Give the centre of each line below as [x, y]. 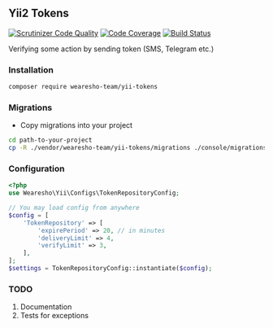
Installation [31, 70]
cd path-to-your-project [50, 140]
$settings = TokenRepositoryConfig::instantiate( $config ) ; [110, 269]
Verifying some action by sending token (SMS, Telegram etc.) [111, 49]
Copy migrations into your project [76, 125]
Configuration [37, 168]
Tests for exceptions [54, 316]
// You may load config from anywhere [74, 208]
